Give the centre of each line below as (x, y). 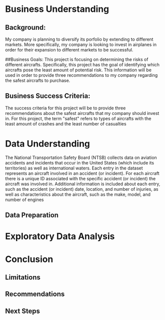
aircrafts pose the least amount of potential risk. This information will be (79, 70)
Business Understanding (57, 9)
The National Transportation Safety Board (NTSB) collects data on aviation (81, 158)
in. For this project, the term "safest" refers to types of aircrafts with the (78, 118)
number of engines (25, 200)
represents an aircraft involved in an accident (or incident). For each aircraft (82, 173)
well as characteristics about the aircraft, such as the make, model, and (78, 194)
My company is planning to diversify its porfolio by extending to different (79, 39)
